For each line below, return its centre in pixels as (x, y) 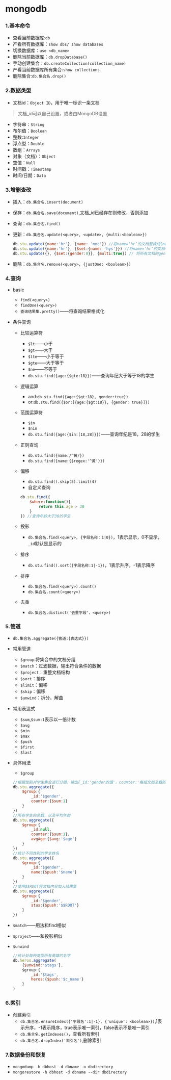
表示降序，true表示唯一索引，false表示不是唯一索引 (96, 1027)
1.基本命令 (18, 26)
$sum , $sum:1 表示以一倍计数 (48, 719)
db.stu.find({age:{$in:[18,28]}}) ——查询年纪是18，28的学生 (94, 434)
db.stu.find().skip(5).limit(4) (62, 482)
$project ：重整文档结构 (45, 672)
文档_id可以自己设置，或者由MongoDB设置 (62, 113)
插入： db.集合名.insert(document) (48, 202)
